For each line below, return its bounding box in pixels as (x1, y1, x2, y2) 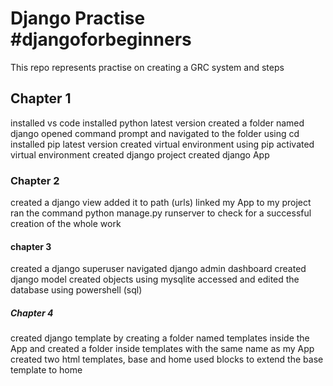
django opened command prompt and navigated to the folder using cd (10, 127, 300, 139)
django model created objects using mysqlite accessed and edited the (10, 273, 300, 286)
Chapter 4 (10, 307, 54, 319)
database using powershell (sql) (10, 284, 143, 296)
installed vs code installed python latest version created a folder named (10, 117, 305, 129)
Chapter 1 (10, 90, 72, 107)
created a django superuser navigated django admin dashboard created (10, 263, 307, 275)
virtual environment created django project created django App (10, 148, 270, 161)
